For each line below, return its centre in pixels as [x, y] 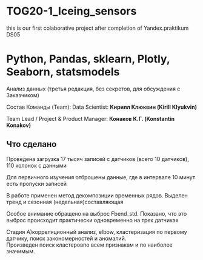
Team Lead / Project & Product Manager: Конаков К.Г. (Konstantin [90, 118]
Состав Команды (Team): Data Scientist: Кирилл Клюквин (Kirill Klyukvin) [101, 107]
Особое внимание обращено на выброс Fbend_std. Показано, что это [97, 213]
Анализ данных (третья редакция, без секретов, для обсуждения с [93, 89]
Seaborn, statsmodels [63, 72]
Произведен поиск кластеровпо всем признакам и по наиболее [89, 245]
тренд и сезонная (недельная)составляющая [65, 202]
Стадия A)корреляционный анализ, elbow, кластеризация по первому [97, 231]
